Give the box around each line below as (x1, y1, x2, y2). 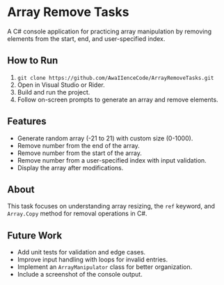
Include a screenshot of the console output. (17, 270, 143, 279)
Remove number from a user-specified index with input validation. (17, 156, 207, 164)
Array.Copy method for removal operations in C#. (7, 209, 147, 218)
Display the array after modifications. (17, 163, 124, 172)
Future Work (7, 229, 63, 241)
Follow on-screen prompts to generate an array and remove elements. (17, 95, 218, 104)
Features (7, 115, 47, 127)
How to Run (7, 55, 58, 67)
